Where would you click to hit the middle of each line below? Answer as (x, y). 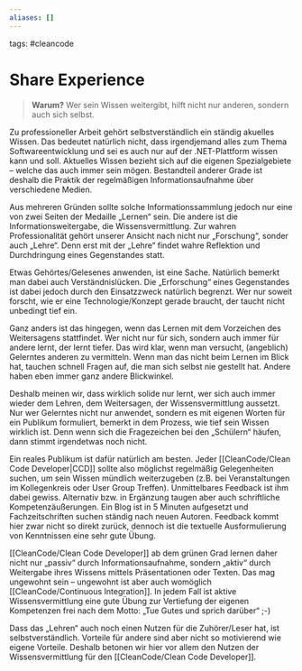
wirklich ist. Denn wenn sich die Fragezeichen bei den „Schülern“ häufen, (146, 432)
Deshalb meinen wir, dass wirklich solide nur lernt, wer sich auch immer (142, 393)
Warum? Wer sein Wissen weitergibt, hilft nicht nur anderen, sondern (160, 105)
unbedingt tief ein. (43, 310)
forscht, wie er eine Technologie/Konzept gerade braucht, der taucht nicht (147, 301)
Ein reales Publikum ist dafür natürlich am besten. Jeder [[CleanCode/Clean (150, 459)
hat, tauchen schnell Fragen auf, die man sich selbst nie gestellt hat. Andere (150, 366)
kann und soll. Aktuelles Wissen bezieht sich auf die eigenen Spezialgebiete (150, 161)
